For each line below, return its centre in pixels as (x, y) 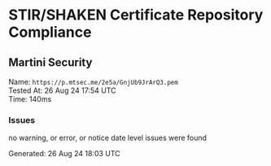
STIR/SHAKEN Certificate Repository (136, 15)
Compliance (50, 32)
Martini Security (50, 62)
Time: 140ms (30, 99)
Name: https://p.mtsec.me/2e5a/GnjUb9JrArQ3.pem (94, 82)
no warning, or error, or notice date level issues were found (108, 138)
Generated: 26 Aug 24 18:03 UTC (64, 154)
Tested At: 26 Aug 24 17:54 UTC (62, 90)
